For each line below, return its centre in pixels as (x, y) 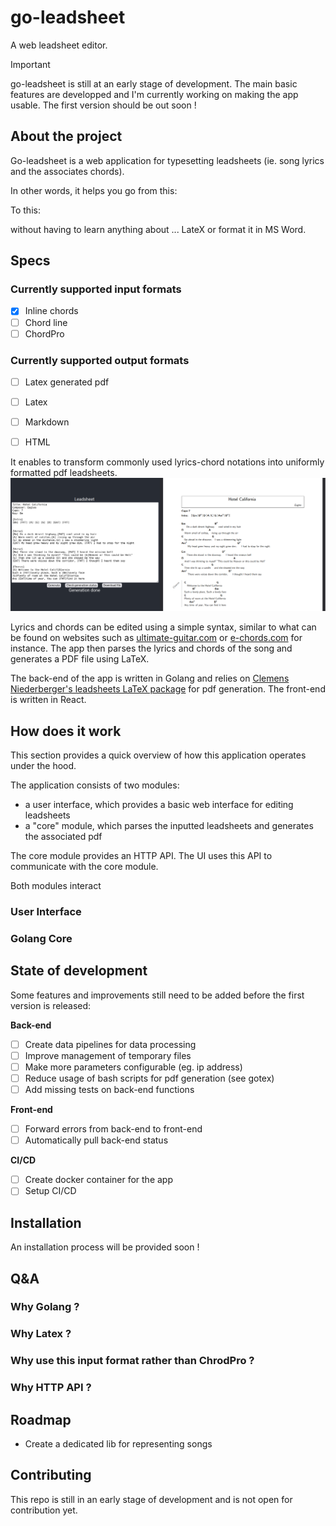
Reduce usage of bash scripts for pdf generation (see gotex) (149, 1078)
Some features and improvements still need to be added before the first (157, 995)
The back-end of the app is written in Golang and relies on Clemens (150, 678)
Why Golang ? (45, 1307)
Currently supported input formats (96, 289)
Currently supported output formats (100, 360)
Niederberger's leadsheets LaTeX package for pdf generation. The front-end (168, 689)
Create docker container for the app (98, 1180)
